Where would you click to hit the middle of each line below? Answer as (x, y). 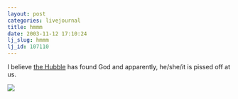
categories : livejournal (44, 21)
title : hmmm (25, 27)
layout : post (27, 14)
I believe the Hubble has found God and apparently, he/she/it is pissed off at (119, 67)
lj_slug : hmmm (28, 40)
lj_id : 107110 (28, 47)
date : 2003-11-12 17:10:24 (47, 34)
